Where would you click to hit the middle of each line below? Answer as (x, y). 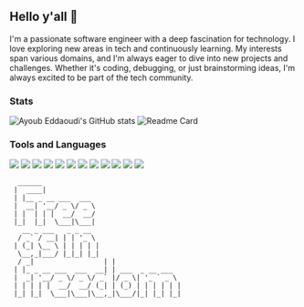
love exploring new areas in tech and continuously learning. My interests (146, 48)
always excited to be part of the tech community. (101, 77)
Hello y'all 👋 (44, 17)
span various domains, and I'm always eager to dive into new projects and (149, 58)
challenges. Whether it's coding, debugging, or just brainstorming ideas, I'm (152, 67)
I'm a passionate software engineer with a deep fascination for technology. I (152, 38)
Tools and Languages (58, 145)
